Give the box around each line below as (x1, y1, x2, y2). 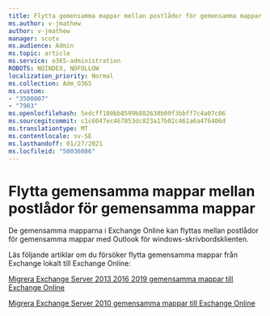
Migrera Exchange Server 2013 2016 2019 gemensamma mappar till (8, 274, 234, 284)
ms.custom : (8, 86, 45, 95)
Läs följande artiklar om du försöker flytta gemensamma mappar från (8, 250, 238, 259)
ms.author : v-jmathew (8, 19, 82, 27)
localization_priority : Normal (8, 72, 114, 80)
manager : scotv (8, 34, 60, 43)
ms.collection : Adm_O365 (8, 79, 92, 87)
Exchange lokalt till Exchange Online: (8, 259, 132, 268)
